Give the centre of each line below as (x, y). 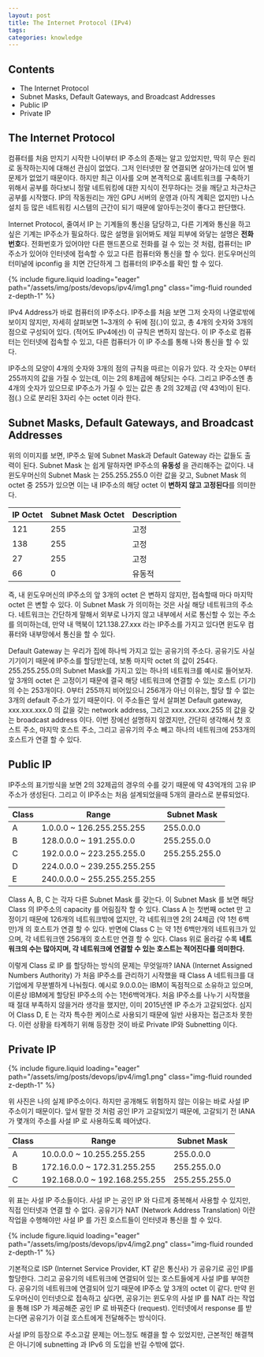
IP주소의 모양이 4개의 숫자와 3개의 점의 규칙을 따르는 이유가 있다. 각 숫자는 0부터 (132, 368)
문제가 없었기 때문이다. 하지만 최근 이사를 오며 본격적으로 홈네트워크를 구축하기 (129, 177)
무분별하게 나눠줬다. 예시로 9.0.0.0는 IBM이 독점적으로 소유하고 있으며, (144, 984)
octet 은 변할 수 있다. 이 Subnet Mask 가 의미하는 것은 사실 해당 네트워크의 (123, 604)
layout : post (30, 15)
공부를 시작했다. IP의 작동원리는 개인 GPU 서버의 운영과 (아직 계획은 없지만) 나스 (131, 197)
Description (154, 514)
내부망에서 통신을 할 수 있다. (72, 634)
